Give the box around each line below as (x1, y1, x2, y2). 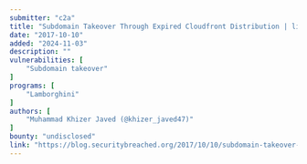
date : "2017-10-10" (9, 30, 84, 39)
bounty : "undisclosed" (9, 132, 96, 141)
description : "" (9, 47, 71, 56)
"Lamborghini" (26, 89, 79, 98)
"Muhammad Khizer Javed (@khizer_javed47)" (26, 115, 195, 124)
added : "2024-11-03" (9, 38, 89, 48)
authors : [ (9, 107, 51, 116)
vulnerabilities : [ (9, 56, 84, 65)
